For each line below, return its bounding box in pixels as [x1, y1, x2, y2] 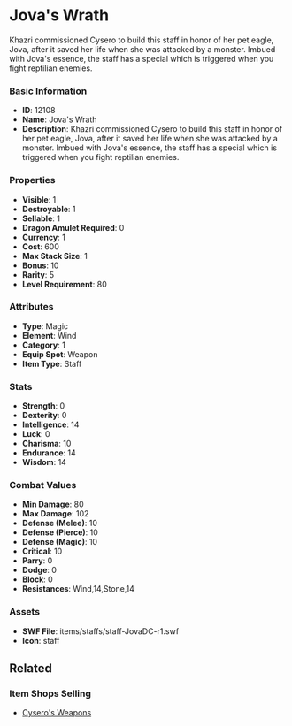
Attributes [9, 301, 54, 313]
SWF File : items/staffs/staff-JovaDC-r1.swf [21, 625, 180, 637]
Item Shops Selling [9, 687, 91, 699]
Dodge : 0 [21, 565, 58, 576]
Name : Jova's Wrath [21, 114, 97, 125]
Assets [9, 606, 41, 618]
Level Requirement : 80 [21, 279, 108, 289]
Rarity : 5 [21, 269, 55, 279]
